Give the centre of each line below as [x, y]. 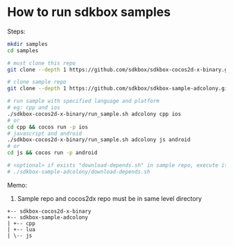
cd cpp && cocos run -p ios [48, 127]
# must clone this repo [42, 63]
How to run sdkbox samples [89, 12]
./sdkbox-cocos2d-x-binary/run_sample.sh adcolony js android [99, 140]
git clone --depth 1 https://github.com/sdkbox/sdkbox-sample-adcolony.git [119, 89]
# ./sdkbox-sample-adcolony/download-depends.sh [79, 172]
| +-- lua [21, 229]
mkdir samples [28, 44]
